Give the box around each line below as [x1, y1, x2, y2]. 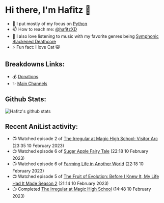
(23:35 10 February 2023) [12, 143, 65, 149]
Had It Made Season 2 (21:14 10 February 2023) [12, 180, 109, 186]
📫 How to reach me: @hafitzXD [12, 26, 77, 32]
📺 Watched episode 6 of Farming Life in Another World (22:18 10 [12, 161, 144, 167]
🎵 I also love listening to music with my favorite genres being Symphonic [12, 33, 159, 39]
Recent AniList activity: [5, 122, 79, 131]
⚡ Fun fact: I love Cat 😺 [12, 44, 60, 50]
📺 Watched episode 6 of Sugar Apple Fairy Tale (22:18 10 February [12, 148, 149, 154]
